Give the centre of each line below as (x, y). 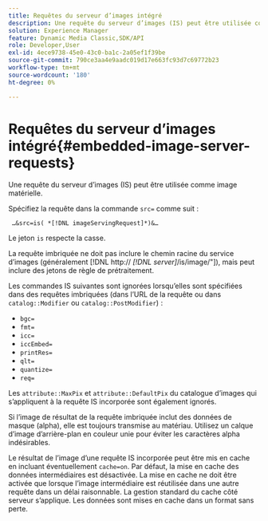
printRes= (36, 353)
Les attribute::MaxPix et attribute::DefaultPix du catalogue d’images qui (133, 393)
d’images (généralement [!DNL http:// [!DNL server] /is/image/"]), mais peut (132, 262)
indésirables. (29, 443)
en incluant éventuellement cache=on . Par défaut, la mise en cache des (124, 467)
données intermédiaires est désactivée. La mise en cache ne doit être (122, 475)
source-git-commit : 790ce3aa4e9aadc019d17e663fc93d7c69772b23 (114, 61)
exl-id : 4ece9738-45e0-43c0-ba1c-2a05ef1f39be (87, 53)
